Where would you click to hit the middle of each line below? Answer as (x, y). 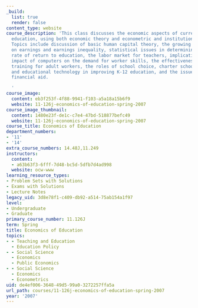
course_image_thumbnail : (37, 110)
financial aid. (30, 77)
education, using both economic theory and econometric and (87, 39)
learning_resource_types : (38, 175)
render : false (29, 22)
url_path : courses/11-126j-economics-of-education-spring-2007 (85, 290)
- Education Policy (35, 247)
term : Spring (22, 225)
